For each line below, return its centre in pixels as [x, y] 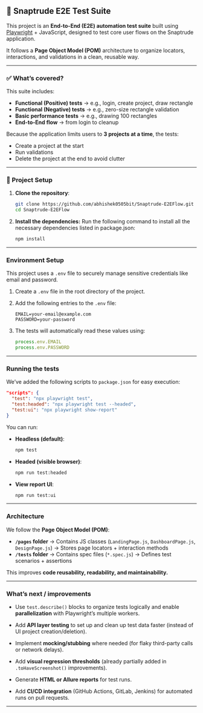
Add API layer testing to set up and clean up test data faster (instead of [104, 625]
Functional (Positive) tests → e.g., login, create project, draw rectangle [104, 103]
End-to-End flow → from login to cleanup [67, 122]
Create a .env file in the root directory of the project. [80, 292]
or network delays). [39, 649]
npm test [26, 450]
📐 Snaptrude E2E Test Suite [59, 11]
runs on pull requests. [42, 697]
